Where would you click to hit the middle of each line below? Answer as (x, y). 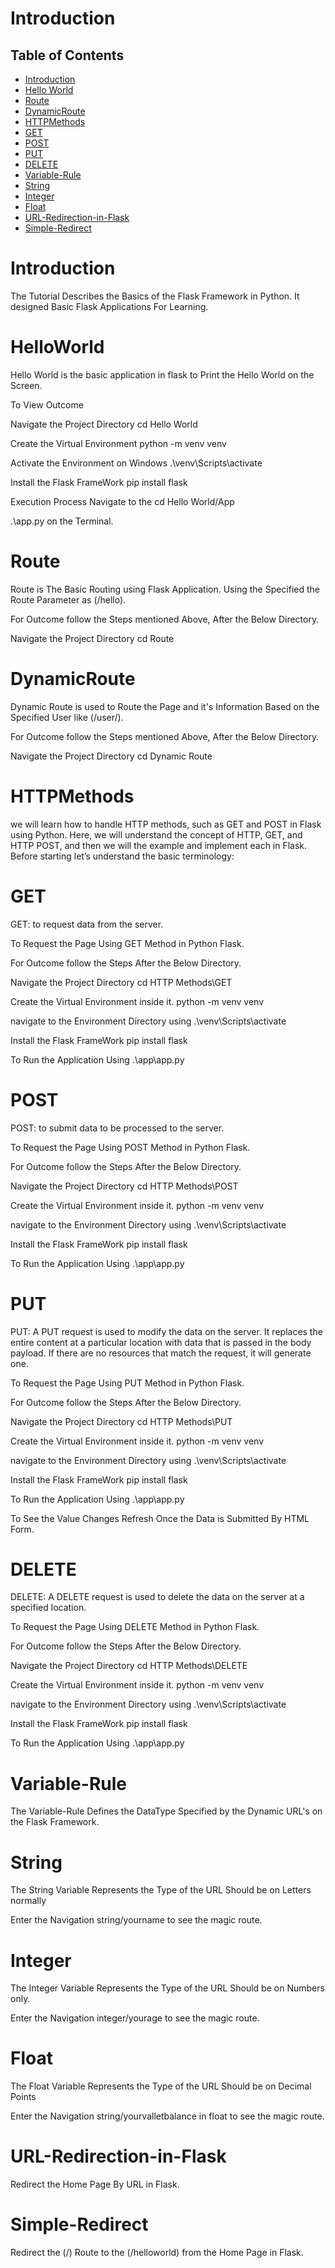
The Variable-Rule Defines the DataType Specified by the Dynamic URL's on (166, 1811)
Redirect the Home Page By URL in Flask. (95, 2184)
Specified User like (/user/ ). (67, 717)
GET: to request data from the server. (87, 924)
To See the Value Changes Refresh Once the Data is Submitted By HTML (160, 1518)
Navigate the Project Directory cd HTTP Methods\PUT (121, 1421)
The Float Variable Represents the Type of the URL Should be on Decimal (161, 2086)
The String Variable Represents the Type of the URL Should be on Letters (161, 1890)
